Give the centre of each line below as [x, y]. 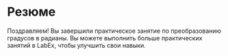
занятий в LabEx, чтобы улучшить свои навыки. [76, 45]
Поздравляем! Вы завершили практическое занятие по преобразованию [114, 31]
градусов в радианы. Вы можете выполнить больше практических [105, 38]
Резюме [31, 12]
